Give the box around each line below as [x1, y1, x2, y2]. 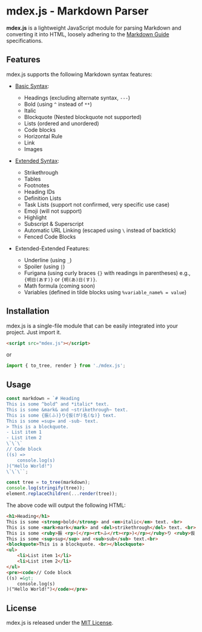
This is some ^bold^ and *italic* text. [6, 401, 110, 407]
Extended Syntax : [15, 157, 59, 164]
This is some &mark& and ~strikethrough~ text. [6, 407, 129, 413]
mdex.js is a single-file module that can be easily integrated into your [6, 322, 178, 329]
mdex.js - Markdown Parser [6, 4, 149, 18]
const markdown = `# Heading [6, 396, 80, 402]
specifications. [6, 37, 44, 44]
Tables [24, 175, 41, 182]
